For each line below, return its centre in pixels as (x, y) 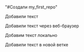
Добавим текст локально (31, 35)
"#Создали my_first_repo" (31, 7)
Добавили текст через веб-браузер (42, 26)
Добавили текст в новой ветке (37, 45)
